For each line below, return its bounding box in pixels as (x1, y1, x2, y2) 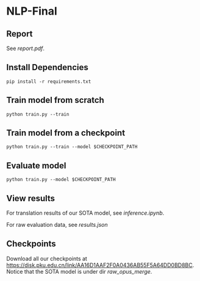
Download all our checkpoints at (6, 255, 87, 262)
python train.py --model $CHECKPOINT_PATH (6, 177, 116, 183)
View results (6, 193, 55, 204)
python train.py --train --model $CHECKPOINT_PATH (6, 144, 138, 150)
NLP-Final (6, 4, 58, 18)
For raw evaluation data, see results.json (6, 221, 108, 229)
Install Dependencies (6, 62, 88, 73)
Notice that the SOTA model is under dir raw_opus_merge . (6, 268, 152, 275)
